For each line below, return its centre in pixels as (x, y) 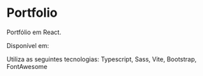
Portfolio (32, 13)
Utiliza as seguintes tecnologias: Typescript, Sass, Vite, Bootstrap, (101, 59)
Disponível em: (28, 45)
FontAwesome (27, 66)
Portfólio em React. (34, 32)
